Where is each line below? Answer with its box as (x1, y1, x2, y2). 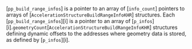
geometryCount (12, 25, 47, 31)
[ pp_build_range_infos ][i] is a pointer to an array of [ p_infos (6, 18, 152, 24)
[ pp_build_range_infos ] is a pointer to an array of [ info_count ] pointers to (6, 5, 185, 12)
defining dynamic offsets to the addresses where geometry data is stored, (6, 30, 187, 37)
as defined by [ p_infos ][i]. (6, 37, 70, 43)
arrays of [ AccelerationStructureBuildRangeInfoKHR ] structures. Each (6, 11, 175, 18)
